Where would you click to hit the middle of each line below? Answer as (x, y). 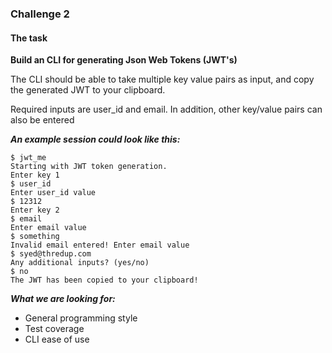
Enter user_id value (53, 193)
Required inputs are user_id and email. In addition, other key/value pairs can (166, 109)
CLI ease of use (57, 339)
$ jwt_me (28, 158)
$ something (35, 237)
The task (29, 38)
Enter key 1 (35, 175)
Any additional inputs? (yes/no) (80, 263)
